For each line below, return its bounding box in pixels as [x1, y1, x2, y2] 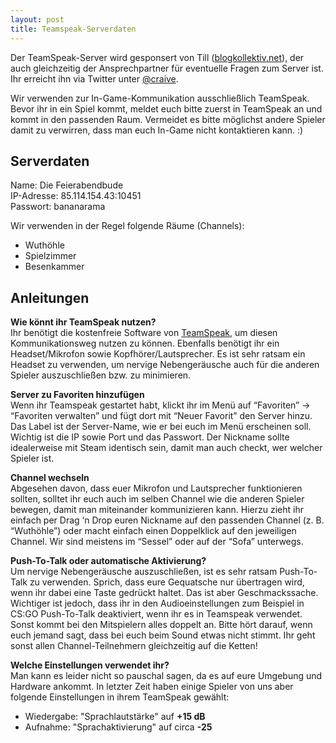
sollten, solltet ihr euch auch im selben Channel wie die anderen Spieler [10, 493, 305, 505]
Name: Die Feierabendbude [10, 179, 124, 191]
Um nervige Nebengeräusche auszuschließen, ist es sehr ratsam [10, 566, 278, 578]
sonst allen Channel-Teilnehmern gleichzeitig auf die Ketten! [10, 640, 258, 652]
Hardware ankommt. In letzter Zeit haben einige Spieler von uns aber [10, 681, 294, 693]
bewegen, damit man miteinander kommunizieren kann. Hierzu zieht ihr [10, 504, 304, 516]
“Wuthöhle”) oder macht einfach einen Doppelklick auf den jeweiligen [10, 525, 297, 537]
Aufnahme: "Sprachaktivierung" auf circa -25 [24, 721, 213, 733]
